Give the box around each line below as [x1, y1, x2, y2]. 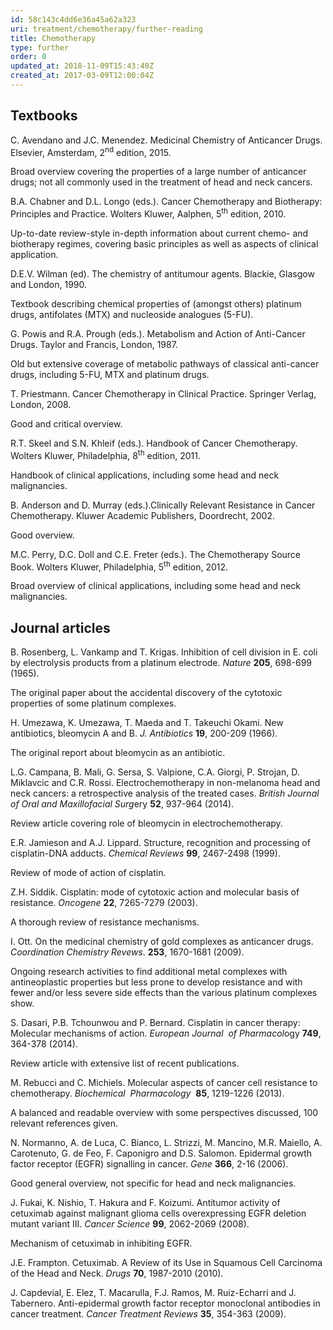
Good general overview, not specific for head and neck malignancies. [10, 1177, 297, 1190]
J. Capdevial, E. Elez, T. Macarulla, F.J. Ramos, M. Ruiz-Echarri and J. [10, 1287, 297, 1299]
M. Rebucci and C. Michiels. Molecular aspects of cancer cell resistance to [10, 1077, 318, 1089]
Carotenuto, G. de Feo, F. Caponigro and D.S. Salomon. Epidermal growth [10, 1147, 313, 1160]
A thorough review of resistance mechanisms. [10, 916, 200, 928]
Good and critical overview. [10, 418, 123, 430]
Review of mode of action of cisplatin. [10, 867, 167, 879]
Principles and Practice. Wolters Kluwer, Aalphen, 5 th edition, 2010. [10, 206, 287, 220]
